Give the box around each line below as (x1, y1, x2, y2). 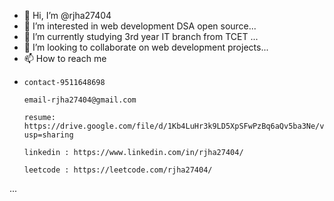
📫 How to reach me (23, 53, 107, 64)
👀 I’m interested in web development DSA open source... (23, 20, 257, 32)
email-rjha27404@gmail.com (23, 95, 137, 105)
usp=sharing (23, 130, 74, 140)
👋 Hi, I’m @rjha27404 (23, 10, 112, 21)
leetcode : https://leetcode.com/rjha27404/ (23, 165, 213, 175)
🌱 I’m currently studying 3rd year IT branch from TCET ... (23, 31, 259, 42)
